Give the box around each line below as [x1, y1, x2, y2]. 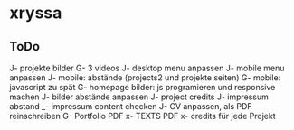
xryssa [9, 3, 62, 23]
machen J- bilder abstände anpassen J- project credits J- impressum [9, 91, 270, 102]
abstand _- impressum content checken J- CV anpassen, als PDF [9, 101, 252, 111]
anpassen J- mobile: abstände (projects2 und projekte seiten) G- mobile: [9, 72, 281, 83]
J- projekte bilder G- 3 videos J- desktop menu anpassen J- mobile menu [9, 62, 285, 73]
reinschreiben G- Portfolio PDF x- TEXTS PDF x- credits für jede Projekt [9, 111, 276, 121]
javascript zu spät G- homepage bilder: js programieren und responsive [9, 82, 276, 92]
